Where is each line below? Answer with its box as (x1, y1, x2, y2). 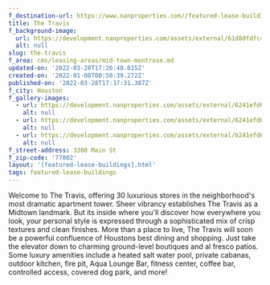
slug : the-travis (8, 49, 67, 57)
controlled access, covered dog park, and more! (8, 267, 168, 277)
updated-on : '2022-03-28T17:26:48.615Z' (8, 64, 146, 72)
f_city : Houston (8, 86, 63, 95)
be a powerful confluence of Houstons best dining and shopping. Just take (8, 234, 256, 242)
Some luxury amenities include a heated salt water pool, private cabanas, (8, 250, 252, 259)
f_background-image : (8, 26, 78, 35)
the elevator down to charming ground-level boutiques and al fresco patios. (8, 242, 259, 251)
